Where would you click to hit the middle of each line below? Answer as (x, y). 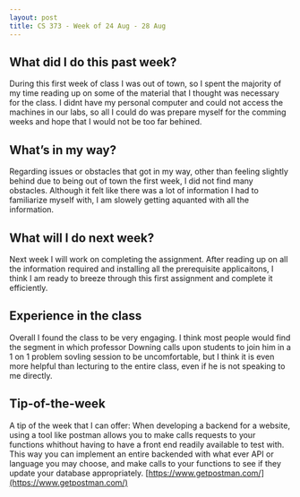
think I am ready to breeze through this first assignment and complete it (141, 278)
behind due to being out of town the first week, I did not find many (131, 181)
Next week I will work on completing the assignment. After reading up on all (149, 259)
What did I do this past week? (93, 62)
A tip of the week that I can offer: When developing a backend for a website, (150, 425)
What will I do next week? (82, 238)
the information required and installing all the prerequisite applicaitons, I (141, 269)
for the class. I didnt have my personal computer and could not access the (146, 103)
